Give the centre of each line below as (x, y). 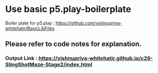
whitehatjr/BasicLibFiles (30, 28)
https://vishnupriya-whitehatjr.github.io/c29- (96, 58)
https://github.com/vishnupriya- (89, 23)
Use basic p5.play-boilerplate (68, 9)
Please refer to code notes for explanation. (73, 44)
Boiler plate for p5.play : (30, 23)
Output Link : (21, 58)
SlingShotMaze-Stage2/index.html (49, 64)
